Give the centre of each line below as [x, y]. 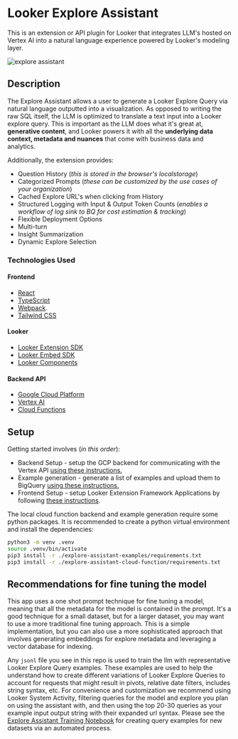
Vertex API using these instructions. [70, 471]
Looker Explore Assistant [83, 13]
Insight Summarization [50, 234]
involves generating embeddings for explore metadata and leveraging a [112, 639]
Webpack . [32, 307]
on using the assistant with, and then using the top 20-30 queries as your [115, 706]
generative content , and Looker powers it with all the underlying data [110, 131]
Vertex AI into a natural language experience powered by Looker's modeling [118, 40]
